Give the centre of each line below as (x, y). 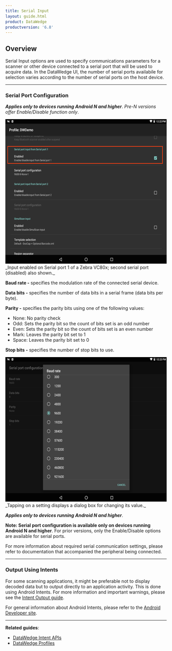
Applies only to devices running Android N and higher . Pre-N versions (81, 107)
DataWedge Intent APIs (37, 638)
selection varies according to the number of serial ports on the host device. (85, 78)
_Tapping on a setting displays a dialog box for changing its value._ (76, 506)
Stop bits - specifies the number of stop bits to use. (60, 350)
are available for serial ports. (35, 536)
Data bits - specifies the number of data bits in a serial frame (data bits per (84, 293)
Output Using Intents (32, 570)
